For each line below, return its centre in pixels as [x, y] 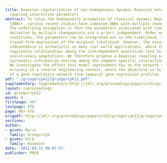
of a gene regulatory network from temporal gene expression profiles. [85, 75]
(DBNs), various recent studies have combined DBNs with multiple [80, 24]
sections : [15, 121]
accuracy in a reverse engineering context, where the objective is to [85, 70]
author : [13, 125]
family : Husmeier [28, 144]
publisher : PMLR [22, 153]
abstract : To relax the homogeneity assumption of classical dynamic [79, 19]
